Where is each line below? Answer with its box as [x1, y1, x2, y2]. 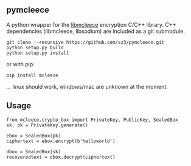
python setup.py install [6, 50, 69, 56]
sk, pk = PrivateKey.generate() [6, 122, 88, 128]
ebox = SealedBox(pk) [6, 133, 61, 139]
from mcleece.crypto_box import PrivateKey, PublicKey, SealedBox [6, 117, 178, 123]
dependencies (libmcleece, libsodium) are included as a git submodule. [6, 27, 186, 35]
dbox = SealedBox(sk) [6, 148, 61, 154]
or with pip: [6, 60, 35, 67]
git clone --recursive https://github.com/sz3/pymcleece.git [6, 39, 165, 45]
